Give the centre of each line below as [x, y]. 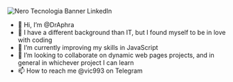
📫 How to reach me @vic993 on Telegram [80, 71]
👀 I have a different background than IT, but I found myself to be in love [121, 32]
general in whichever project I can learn [76, 63]
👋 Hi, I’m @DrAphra [46, 25]
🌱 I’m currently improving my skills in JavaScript [88, 47]
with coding [35, 40]
